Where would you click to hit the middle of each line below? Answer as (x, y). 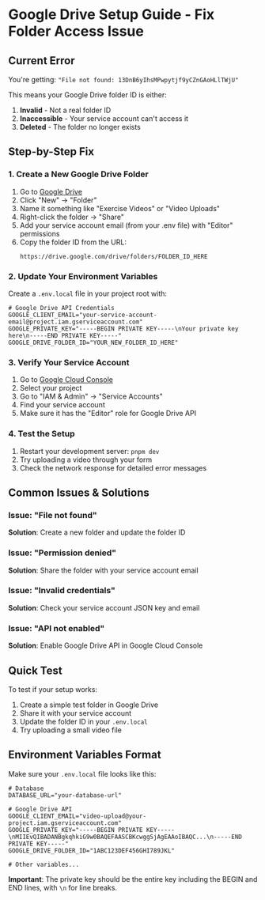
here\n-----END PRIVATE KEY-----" (65, 335)
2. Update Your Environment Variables (83, 276)
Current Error (42, 61)
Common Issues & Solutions (79, 492)
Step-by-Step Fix (51, 152)
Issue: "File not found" (53, 515)
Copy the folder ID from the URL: (73, 242)
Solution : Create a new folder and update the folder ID (97, 532)
